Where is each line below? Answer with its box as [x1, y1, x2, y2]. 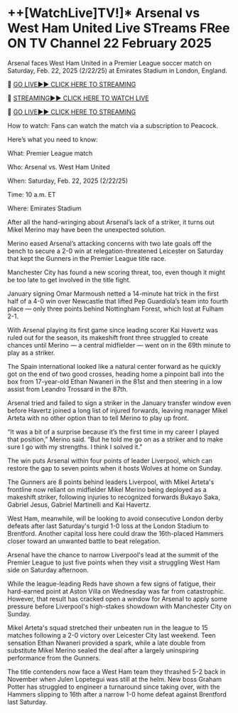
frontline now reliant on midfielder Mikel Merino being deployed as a [7, 485, 207, 493]
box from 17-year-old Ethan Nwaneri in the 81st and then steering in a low [7, 377, 222, 385]
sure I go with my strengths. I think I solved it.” [7, 442, 143, 451]
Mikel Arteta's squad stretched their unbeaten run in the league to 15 [7, 623, 208, 632]
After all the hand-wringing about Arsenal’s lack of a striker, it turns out [7, 218, 215, 226]
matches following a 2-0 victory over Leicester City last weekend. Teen [7, 631, 216, 639]
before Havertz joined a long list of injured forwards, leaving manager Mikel [7, 406, 228, 414]
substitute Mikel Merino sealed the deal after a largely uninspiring [7, 645, 199, 655]
